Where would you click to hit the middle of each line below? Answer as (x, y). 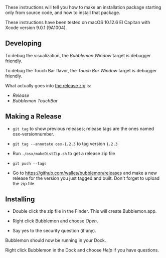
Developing (23, 43)
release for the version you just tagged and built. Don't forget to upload (86, 178)
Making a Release (33, 117)
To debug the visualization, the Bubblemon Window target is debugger (78, 55)
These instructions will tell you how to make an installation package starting (83, 7)
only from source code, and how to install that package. (63, 13)
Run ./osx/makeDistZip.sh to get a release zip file (64, 153)
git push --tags (29, 163)
